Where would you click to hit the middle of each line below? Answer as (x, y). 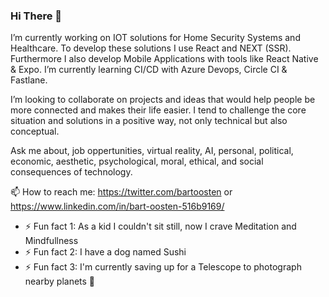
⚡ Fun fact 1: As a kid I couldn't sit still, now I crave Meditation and (160, 226)
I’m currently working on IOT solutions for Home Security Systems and (155, 38)
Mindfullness (51, 241)
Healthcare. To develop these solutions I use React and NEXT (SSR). (151, 48)
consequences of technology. (71, 172)
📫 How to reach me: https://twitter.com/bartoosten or (121, 192)
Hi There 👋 (36, 16)
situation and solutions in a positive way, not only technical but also (149, 121)
